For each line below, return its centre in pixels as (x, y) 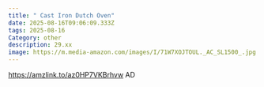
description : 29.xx (40, 45)
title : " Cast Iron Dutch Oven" (61, 15)
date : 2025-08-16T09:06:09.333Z (61, 23)
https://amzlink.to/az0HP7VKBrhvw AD (72, 75)
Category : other (35, 38)
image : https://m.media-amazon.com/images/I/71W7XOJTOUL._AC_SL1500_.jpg (132, 52)
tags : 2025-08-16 (37, 30)
